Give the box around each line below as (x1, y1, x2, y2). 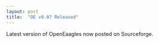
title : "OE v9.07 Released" (6, 14, 79, 20)
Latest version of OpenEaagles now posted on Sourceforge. (6, 30, 154, 37)
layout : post (6, 8, 39, 15)
